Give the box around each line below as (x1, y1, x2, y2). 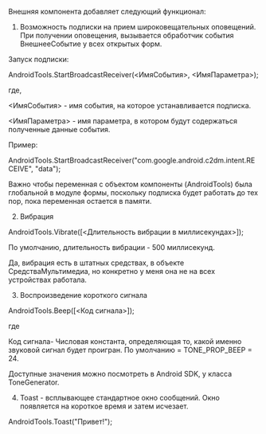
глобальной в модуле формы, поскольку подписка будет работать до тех (8, 188, 259, 197)
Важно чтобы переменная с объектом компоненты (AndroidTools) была (8, 179, 252, 189)
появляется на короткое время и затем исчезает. (19, 401, 189, 411)
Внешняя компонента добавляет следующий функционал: (8, 7, 206, 16)
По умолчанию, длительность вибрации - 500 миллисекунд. (8, 243, 215, 252)
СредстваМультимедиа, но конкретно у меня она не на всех (8, 267, 216, 276)
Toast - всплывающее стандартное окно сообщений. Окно (19, 393, 221, 402)
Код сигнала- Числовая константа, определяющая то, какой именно (8, 337, 242, 346)
